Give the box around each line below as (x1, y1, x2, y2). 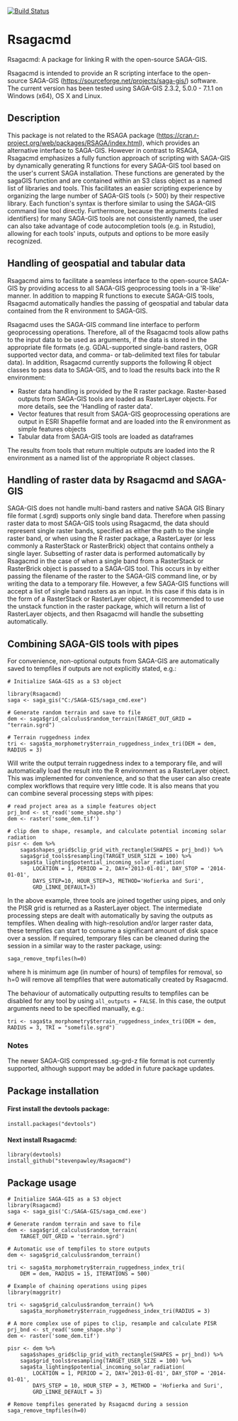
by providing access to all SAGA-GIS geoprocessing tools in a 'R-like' (19, 284, 221, 292)
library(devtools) (7, 1152, 62, 1159)
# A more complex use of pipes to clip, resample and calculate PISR (7, 1320, 217, 1327)
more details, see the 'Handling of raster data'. (17, 402, 154, 410)
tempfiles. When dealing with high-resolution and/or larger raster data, (7, 919, 214, 928)
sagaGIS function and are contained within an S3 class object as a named (7, 176, 222, 185)
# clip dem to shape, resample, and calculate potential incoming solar (7, 828, 227, 835)
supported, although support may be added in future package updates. (7, 1064, 215, 1073)
